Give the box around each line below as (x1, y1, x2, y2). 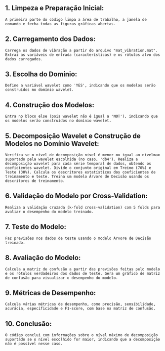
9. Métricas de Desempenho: (5, 289, 96, 297)
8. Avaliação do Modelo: (5, 254, 81, 262)
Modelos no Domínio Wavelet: (5, 139, 99, 148)
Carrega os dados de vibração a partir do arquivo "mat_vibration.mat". (5, 48, 158, 53)
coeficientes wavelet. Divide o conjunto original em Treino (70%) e (5, 166, 152, 171)
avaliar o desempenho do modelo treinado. (5, 209, 94, 214)
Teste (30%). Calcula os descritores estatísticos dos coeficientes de (5, 170, 156, 175)
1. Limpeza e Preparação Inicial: (5, 4, 104, 12)
